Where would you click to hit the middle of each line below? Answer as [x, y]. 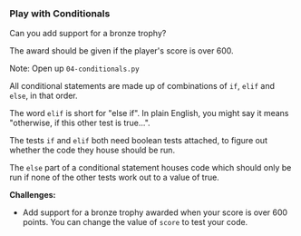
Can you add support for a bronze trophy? [88, 34]
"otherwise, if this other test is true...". [80, 123]
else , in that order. [44, 96]
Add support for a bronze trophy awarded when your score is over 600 [155, 212]
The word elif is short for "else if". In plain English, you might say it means [149, 113]
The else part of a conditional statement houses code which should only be [150, 168]
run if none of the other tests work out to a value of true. [114, 177]
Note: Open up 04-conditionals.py [74, 69]
